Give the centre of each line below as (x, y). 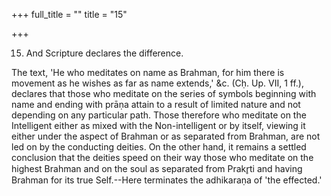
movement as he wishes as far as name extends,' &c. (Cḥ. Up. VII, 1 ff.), (157, 83)
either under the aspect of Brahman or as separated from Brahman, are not (166, 136)
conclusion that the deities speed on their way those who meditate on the (162, 157)
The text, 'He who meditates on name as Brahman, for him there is (148, 72)
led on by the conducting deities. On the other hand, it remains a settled (159, 147)
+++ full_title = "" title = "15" (69, 14)
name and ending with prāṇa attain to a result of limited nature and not (156, 104)
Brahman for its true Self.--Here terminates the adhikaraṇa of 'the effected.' (167, 180)
